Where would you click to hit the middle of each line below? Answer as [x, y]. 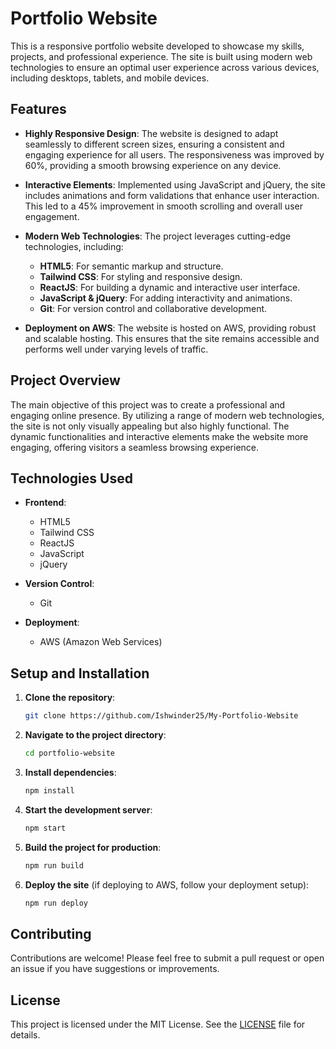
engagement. [52, 216]
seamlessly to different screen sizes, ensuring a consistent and [154, 144]
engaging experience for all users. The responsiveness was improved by [174, 154]
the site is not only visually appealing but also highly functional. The [150, 426]
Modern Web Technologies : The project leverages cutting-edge [158, 236]
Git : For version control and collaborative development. [153, 308]
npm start [45, 828]
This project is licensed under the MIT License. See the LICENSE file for [158, 1024]
